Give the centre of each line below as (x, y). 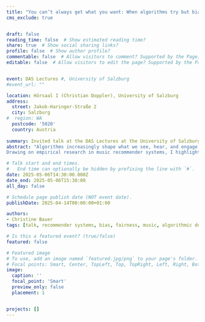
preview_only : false (38, 287)
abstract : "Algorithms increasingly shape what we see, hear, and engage (102, 147)
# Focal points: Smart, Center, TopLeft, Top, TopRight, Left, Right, (98, 264)
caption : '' (27, 276)
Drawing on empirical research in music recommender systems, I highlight (103, 152)
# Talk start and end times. (43, 163)
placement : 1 (28, 293)
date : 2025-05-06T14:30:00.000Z (47, 175)
